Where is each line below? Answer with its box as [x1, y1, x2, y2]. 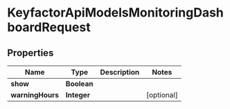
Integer [65, 90, 90, 99]
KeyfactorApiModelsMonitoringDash [7, 5, 224, 21]
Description [100, 68, 140, 77]
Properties [7, 47, 54, 59]
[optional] [145, 90, 178, 99]
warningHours [10, 90, 60, 99]
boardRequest [7, 19, 91, 35]
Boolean [65, 79, 94, 88]
